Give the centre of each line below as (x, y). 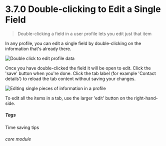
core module (18, 139)
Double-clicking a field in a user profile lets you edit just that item (84, 33)
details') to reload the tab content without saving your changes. (70, 78)
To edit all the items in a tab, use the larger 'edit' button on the (69, 98)
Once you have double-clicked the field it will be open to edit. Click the (78, 68)
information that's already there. (38, 48)
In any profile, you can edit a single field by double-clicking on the (73, 43)
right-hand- (146, 98)
